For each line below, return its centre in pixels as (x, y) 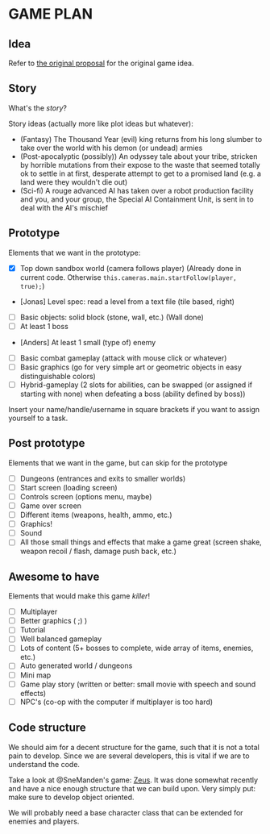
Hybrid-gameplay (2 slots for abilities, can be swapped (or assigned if (136, 385)
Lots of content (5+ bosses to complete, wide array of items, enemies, (137, 648)
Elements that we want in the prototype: (75, 252)
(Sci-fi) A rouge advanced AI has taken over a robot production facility (137, 190)
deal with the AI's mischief (64, 207)
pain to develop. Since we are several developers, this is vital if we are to (129, 756)
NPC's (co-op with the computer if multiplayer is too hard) (116, 702)
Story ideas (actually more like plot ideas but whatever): (101, 123)
